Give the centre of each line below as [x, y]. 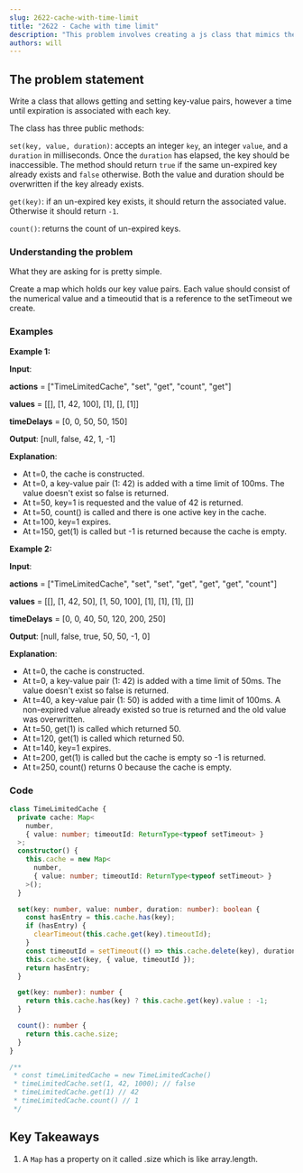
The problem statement [77, 79]
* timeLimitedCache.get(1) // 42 [76, 1093]
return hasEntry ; [58, 968]
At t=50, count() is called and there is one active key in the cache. [145, 512]
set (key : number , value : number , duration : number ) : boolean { [139, 909]
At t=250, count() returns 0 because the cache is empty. [127, 767]
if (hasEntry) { [56, 926]
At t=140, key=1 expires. [67, 748]
